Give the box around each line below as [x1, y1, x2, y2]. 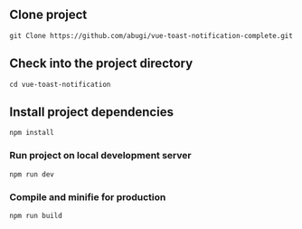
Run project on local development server [9, 149, 192, 162]
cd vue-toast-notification [9, 80, 111, 89]
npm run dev [9, 169, 54, 179]
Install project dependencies [9, 104, 175, 120]
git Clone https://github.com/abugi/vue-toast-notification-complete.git [9, 31, 294, 40]
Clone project [9, 7, 88, 23]
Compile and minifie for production [9, 190, 166, 203]
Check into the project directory [9, 56, 193, 72]
